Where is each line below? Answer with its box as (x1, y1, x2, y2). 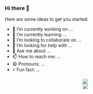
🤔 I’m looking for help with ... (12, 42, 73, 49)
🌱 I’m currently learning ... (12, 32, 67, 38)
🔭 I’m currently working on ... (12, 26, 73, 32)
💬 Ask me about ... (12, 48, 51, 54)
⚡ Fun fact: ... (12, 66, 40, 73)
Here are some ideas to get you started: (5, 16, 89, 22)
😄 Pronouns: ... (12, 61, 45, 67)
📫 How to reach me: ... (12, 54, 61, 60)
